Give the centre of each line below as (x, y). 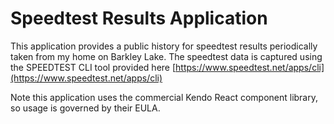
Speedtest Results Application (139, 18)
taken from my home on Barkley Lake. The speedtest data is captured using (166, 56)
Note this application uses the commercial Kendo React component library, (164, 97)
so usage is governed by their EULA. (85, 108)
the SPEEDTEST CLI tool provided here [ (93, 67)
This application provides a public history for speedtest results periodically (164, 46)
